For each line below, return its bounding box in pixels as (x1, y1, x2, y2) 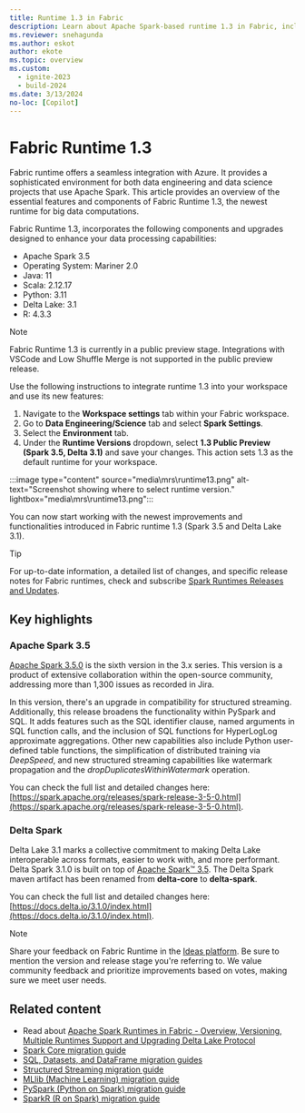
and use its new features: (9, 390, 104, 401)
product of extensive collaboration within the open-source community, (9, 670, 274, 680)
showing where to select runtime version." (76, 484, 235, 495)
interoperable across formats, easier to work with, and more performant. (9, 855, 280, 865)
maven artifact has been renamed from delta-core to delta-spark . (9, 874, 258, 885)
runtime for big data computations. (9, 206, 139, 217)
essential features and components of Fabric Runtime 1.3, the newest (9, 197, 268, 207)
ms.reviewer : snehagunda (9, 30, 103, 39)
